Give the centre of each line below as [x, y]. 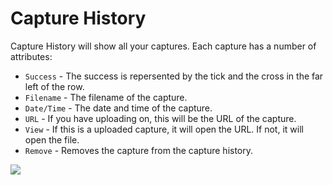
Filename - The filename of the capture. [106, 97]
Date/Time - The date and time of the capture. [118, 108]
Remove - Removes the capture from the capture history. [139, 150]
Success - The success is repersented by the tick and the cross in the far [174, 76]
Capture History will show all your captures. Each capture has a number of [163, 46]
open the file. [52, 139]
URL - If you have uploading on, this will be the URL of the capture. [160, 118]
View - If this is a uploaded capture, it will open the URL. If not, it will [164, 129]
